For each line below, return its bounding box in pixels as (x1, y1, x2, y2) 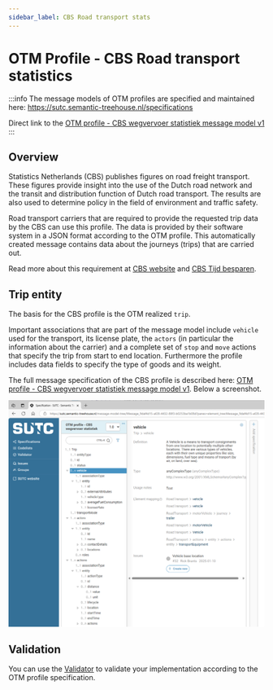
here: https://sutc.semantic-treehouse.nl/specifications (8, 102, 193, 112)
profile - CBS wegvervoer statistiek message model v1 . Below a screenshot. (8, 384, 262, 394)
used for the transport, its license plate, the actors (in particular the (8, 334, 234, 344)
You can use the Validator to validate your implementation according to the (8, 664, 258, 674)
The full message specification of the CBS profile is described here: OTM (8, 376, 253, 385)
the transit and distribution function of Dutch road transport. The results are (8, 189, 262, 199)
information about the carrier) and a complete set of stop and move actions (8, 342, 257, 352)
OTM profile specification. (8, 673, 96, 683)
